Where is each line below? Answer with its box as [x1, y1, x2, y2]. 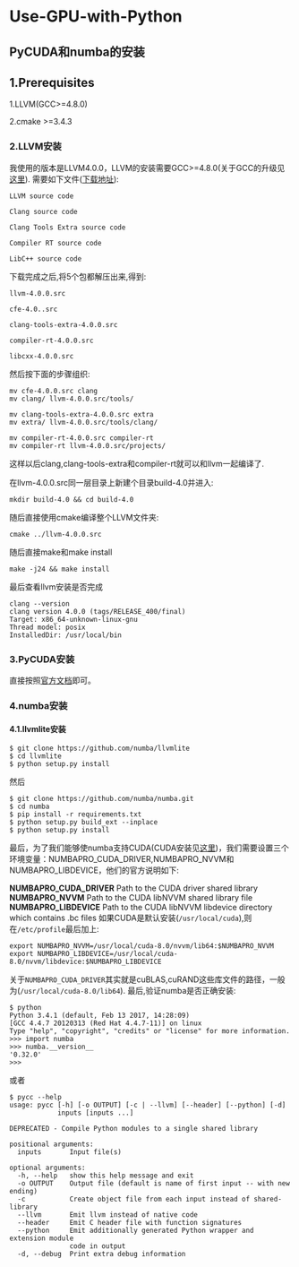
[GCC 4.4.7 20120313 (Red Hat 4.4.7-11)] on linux [9, 1019, 202, 1028]
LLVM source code [9, 191, 74, 201]
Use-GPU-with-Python [9, 6, 183, 27]
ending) [9, 1187, 38, 1196]
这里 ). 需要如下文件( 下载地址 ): [9, 173, 119, 185]
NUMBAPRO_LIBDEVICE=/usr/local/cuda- [37, 950, 178, 959]
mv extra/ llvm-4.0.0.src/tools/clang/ [9, 418, 158, 427]
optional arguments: [9, 1163, 87, 1173]
